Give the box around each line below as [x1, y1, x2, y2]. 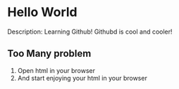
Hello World [7, 4, 78, 20]
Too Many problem [7, 48, 92, 60]
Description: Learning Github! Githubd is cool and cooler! [7, 27, 173, 36]
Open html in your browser [17, 66, 96, 74]
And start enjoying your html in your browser [17, 74, 148, 82]
